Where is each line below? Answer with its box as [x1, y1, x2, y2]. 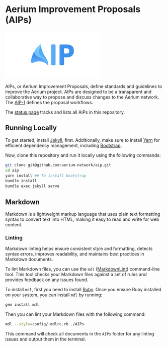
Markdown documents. [5, 256, 53, 263]
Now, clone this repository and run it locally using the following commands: [5, 152, 161, 158]
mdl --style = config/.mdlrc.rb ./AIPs [5, 322, 85, 327]
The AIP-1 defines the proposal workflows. [5, 99, 94, 105]
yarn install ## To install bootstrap [5, 173, 87, 178]
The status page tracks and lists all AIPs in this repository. [5, 109, 125, 115]
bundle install [5, 179, 37, 184]
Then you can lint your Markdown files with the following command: [5, 311, 146, 317]
